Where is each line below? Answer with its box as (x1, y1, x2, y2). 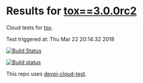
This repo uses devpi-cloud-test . (6, 70, 87, 77)
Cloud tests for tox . (6, 24, 54, 31)
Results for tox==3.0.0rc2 (6, 4, 137, 18)
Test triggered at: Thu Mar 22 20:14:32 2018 (6, 35, 115, 42)
